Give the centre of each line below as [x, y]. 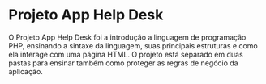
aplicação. [26, 71]
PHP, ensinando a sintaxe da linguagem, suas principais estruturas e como [133, 45]
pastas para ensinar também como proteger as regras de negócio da [123, 63]
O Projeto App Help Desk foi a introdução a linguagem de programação [127, 37]
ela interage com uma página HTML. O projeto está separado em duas [126, 54]
